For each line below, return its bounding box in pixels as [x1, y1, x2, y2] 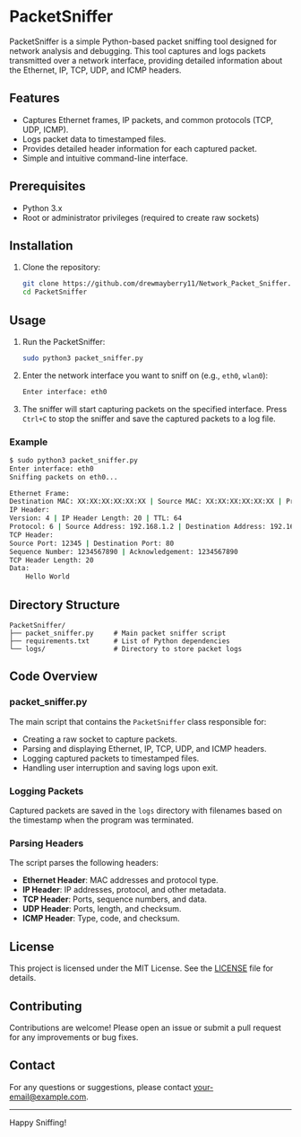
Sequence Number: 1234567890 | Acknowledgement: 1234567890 [9, 547, 239, 556]
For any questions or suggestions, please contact [9, 1081, 192, 1092]
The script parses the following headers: [9, 858, 159, 868]
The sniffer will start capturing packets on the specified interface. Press [21, 403, 288, 414]
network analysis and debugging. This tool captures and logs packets [9, 45, 266, 56]
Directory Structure [9, 597, 121, 613]
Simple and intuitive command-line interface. [21, 153, 188, 163]
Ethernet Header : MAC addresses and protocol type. [21, 875, 219, 886]
